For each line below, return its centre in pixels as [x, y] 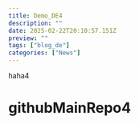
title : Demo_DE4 [35, 16]
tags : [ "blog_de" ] [39, 46]
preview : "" [28, 38]
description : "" [35, 23]
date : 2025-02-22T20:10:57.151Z [62, 30]
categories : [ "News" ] [45, 53]
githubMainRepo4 [69, 108]
